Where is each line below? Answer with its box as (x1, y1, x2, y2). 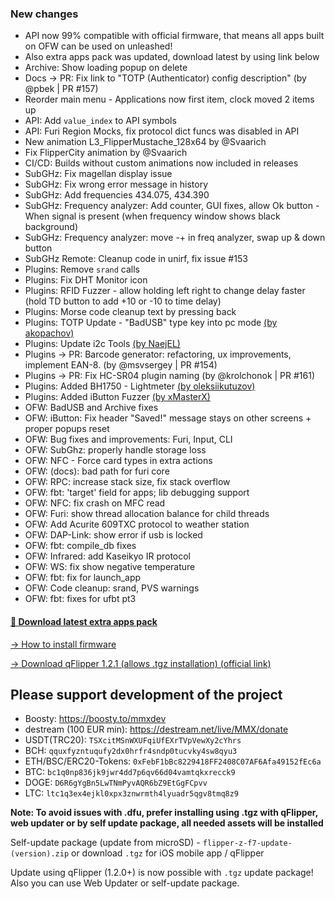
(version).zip (10, 849, 70, 859)
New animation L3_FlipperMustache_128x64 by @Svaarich (24, 136, 267, 148)
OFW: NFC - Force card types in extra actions (24, 455, 213, 467)
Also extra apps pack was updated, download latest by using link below (24, 51, 320, 63)
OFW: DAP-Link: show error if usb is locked (24, 529, 203, 541)
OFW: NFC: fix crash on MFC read (24, 497, 166, 509)
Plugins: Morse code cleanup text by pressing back (24, 306, 237, 318)
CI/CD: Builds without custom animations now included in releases (24, 157, 299, 169)
